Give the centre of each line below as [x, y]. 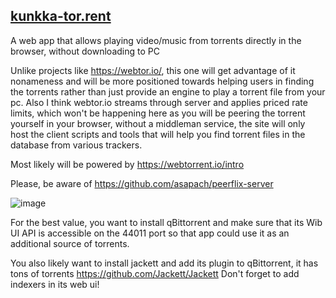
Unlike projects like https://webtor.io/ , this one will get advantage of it [153, 70]
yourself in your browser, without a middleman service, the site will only [158, 123]
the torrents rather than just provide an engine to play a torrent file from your [168, 91]
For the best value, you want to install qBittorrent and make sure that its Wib [166, 222]
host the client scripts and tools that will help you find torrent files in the [158, 134]
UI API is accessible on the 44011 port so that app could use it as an [150, 233]
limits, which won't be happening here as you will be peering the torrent [158, 113]
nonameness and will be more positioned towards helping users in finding [162, 81]
